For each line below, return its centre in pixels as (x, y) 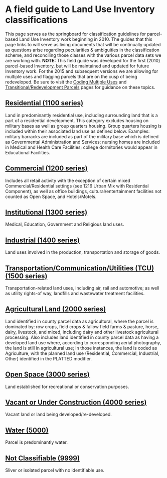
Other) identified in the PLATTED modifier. (48, 358)
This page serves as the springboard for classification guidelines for (76, 34)
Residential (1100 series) (44, 103)
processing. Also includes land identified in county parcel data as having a (82, 337)
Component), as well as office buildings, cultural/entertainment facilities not (83, 191)
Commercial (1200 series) (46, 169)
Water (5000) (27, 430)
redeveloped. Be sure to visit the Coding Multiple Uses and (66, 82)
